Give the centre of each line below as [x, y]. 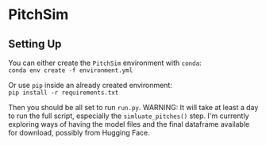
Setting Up [35, 44]
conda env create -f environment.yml [71, 71]
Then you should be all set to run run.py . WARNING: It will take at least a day [133, 107]
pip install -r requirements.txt [64, 93]
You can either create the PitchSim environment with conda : [105, 63]
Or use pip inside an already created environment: [91, 85]
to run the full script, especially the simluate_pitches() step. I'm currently [129, 116]
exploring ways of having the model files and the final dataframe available [129, 124]
